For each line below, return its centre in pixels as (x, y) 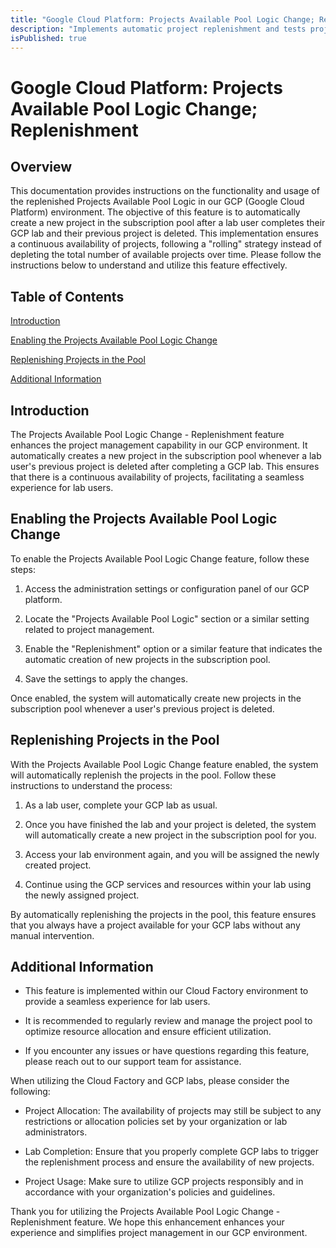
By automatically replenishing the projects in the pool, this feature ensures (163, 914)
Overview (41, 166)
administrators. (56, 1132)
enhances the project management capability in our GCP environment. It (159, 445)
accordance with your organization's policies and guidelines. (150, 1192)
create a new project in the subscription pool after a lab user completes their (168, 223)
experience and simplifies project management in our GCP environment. (159, 1233)
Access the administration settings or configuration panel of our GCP (167, 588)
